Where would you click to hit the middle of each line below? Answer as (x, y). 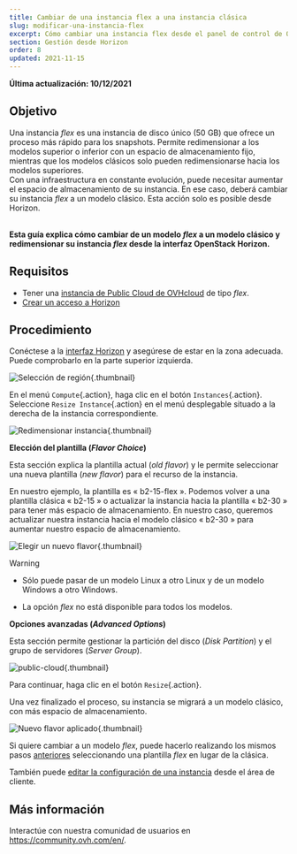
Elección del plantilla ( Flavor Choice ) (78, 448)
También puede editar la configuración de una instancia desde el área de (142, 772)
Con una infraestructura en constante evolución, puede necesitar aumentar (146, 179)
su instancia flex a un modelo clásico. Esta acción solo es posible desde (141, 198)
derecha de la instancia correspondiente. (84, 414)
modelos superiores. (46, 170)
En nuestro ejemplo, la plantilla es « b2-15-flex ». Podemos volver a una (140, 492)
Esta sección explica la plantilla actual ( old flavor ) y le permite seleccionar (144, 465)
